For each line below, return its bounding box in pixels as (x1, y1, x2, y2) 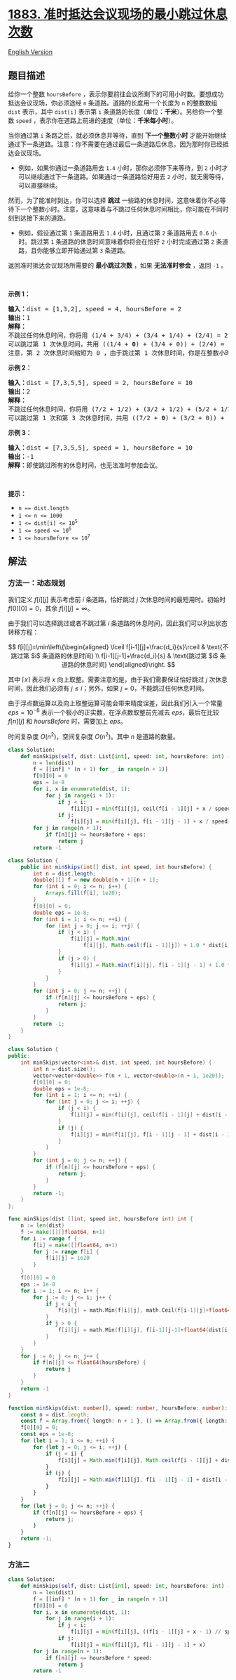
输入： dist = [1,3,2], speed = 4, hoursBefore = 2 (8, 305, 182, 313)
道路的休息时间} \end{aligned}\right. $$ (61, 660, 176, 669)
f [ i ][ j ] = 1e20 (45, 1255, 90, 1262)
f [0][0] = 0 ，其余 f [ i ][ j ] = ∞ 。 (8, 604, 94, 613)
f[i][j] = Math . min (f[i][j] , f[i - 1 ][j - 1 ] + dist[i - (57, 1476, 228, 1483)
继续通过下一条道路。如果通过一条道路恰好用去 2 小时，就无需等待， (30, 172, 228, 181)
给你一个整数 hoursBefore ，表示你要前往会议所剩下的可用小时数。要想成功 (8, 89, 224, 98)
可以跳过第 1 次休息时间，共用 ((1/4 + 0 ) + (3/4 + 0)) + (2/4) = (8, 340, 225, 348)
